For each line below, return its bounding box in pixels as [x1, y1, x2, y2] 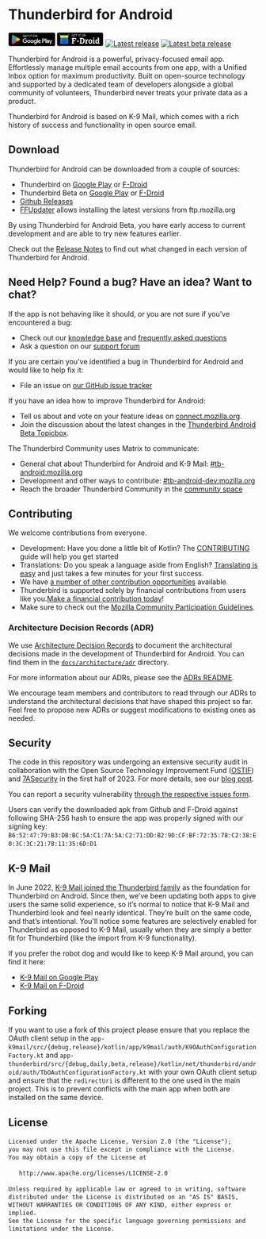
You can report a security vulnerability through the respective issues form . [8, 790, 251, 799]
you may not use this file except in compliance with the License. [8, 1145, 236, 1153]
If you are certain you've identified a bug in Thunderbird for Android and [8, 356, 244, 366]
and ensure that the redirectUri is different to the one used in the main [8, 1075, 241, 1085]
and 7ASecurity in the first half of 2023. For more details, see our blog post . [8, 774, 255, 783]
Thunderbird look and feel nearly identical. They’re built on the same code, [8, 908, 252, 918]
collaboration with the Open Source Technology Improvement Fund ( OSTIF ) [8, 766, 255, 775]
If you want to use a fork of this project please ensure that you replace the [8, 1025, 250, 1035]
